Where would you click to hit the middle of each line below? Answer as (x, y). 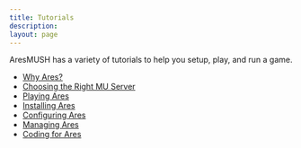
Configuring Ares (54, 115)
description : (34, 26)
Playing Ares (46, 96)
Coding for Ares (52, 135)
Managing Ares (50, 125)
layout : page (34, 34)
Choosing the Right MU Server (79, 87)
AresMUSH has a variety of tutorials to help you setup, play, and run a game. (151, 60)
